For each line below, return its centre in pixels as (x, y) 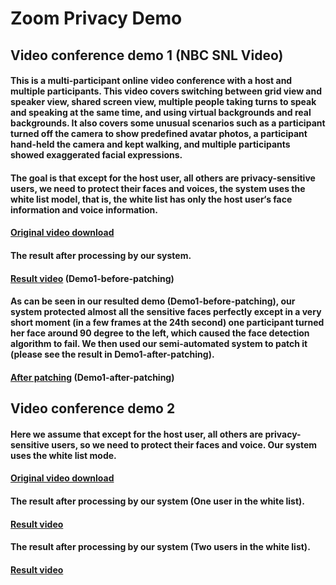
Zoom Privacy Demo (96, 18)
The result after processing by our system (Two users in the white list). (160, 547)
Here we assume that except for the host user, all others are (137, 434)
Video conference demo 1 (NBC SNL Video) (147, 55)
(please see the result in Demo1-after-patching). (112, 354)
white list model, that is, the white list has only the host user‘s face (151, 199)
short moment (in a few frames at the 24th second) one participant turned (167, 323)
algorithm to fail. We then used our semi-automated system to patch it (159, 344)
